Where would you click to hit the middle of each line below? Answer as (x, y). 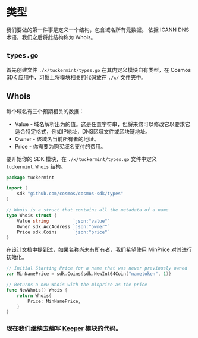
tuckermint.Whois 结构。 (36, 166)
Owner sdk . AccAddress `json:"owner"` (64, 226)
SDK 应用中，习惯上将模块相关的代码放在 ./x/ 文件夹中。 (76, 77)
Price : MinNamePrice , (54, 301)
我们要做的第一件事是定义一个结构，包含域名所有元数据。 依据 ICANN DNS (98, 30)
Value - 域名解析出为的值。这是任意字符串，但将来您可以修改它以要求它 (102, 124)
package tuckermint (30, 178)
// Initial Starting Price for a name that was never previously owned (97, 268)
